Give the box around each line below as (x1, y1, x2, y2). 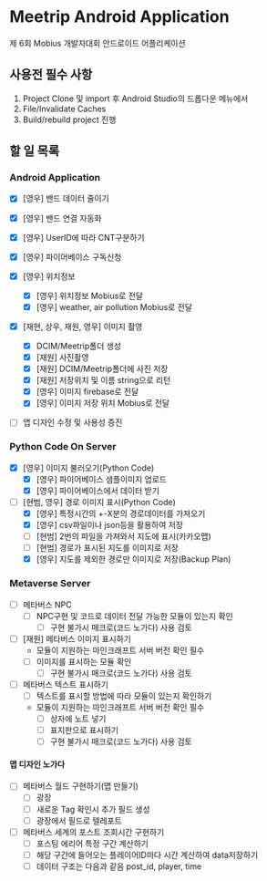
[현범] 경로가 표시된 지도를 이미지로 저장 (36, 543, 180, 554)
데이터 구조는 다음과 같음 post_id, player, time (36, 860, 202, 872)
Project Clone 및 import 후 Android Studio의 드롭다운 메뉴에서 (22, 93, 249, 104)
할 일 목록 (9, 143, 60, 159)
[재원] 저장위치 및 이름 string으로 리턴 (36, 375, 171, 386)
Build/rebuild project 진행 (22, 114, 117, 125)
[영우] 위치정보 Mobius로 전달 (36, 290, 144, 301)
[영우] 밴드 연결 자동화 (22, 212, 102, 223)
